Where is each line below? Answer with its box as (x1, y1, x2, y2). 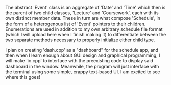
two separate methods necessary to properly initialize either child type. (5, 37, 155, 43)
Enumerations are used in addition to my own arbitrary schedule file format (5, 26, 163, 32)
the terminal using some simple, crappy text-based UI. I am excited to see (5, 69, 160, 75)
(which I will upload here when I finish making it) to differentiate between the (5, 32, 166, 37)
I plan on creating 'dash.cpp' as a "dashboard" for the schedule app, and (5, 47, 159, 53)
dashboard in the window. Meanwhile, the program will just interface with (5, 63, 159, 69)
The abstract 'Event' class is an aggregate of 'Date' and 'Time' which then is (5, 5, 166, 10)
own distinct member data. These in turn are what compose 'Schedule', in (5, 15, 161, 21)
